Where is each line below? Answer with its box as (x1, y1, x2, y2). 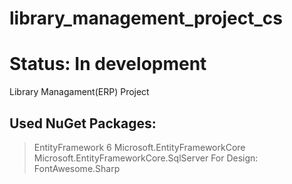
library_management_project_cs (9, 7, 283, 30)
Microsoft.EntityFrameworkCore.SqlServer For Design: (33, 152, 259, 164)
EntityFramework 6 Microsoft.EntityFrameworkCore (33, 141, 246, 153)
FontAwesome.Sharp (33, 162, 121, 174)
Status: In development (9, 53, 207, 76)
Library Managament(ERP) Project (9, 86, 150, 98)
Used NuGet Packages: (9, 115, 157, 132)
